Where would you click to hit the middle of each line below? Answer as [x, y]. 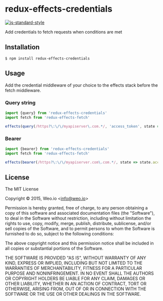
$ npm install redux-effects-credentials [48, 58]
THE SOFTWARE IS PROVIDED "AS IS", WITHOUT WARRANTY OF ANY [76, 258]
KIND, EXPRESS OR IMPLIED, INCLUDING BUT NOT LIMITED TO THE [74, 263]
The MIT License [22, 189]
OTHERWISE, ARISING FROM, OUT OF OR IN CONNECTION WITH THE [76, 289]
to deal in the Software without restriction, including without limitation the [78, 218]
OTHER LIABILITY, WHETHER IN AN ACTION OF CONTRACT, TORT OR [76, 284]
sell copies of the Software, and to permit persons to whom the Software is [80, 229]
